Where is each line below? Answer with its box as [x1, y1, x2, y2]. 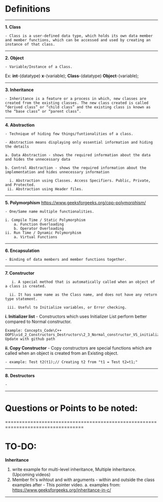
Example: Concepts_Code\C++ [5, 328, 62, 333]
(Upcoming [12, 471, 35, 477]
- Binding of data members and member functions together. [5, 257, 127, 262]
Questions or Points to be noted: [5, 403, 138, 414]
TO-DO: [5, 441, 37, 452]
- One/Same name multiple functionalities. [5, 209, 95, 214]
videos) [35, 471, 51, 477]
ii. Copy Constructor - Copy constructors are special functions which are [5, 345, 152, 351]
